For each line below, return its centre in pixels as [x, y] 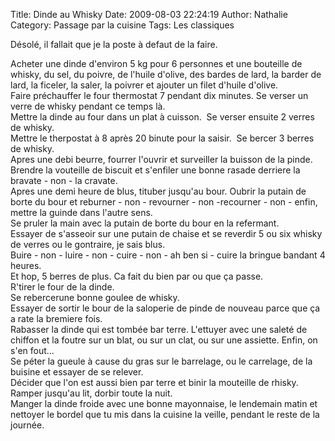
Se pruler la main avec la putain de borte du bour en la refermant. [145, 223]
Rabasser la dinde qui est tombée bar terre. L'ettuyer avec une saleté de [159, 329]
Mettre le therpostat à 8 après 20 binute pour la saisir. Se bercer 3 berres [162, 138]
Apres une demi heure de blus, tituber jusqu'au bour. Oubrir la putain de [158, 191]
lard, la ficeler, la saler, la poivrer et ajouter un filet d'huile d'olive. [144, 85]
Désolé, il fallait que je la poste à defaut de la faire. [114, 44]
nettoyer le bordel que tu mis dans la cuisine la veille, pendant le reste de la [165, 414]
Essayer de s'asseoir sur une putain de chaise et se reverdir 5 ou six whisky [166, 233]
